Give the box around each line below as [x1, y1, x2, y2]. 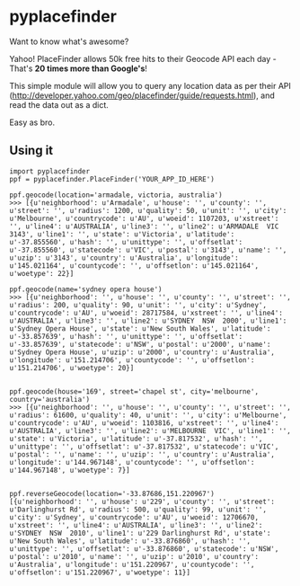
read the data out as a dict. [9, 99, 110, 110]
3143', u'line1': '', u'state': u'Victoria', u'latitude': [9, 229, 235, 239]
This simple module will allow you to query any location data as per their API [9, 80, 292, 91]
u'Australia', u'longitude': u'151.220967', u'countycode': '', [9, 560, 255, 569]
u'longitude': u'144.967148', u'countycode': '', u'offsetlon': [9, 457, 255, 466]
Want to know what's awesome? [9, 36, 129, 47]
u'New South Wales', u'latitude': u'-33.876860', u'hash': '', [9, 537, 251, 546]
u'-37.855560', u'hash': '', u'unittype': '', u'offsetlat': [9, 237, 243, 246]
